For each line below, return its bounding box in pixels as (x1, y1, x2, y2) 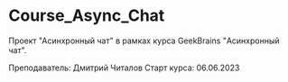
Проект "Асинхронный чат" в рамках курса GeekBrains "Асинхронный (8, 35, 280, 46)
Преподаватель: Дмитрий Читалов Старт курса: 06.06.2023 (8, 62, 240, 73)
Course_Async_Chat (8, 5, 165, 26)
